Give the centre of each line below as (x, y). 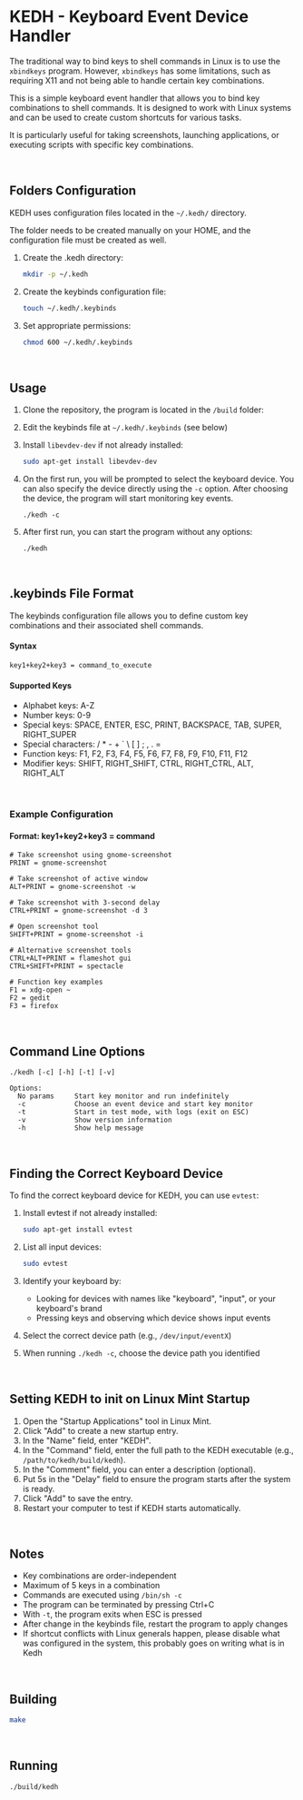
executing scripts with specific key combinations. (102, 144)
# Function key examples (56, 983)
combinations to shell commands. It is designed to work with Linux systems (151, 107)
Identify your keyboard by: (72, 1281)
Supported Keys (41, 685)
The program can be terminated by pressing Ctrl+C (118, 1605)
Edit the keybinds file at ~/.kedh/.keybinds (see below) (125, 428)
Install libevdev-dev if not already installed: (103, 445)
